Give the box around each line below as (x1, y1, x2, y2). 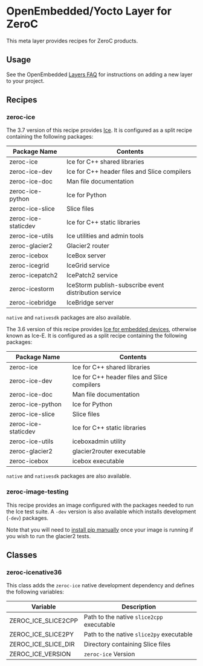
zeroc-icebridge (9, 298, 56, 307)
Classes (6, 550, 37, 561)
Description (121, 602, 156, 611)
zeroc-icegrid (9, 262, 50, 270)
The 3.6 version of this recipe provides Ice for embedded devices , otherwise (6, 326, 197, 333)
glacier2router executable (72, 447, 146, 455)
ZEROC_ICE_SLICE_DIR (9, 640, 75, 648)
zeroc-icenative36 (6, 568, 62, 576)
